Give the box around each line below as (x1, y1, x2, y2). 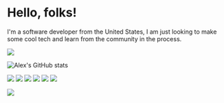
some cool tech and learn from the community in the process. (7, 34, 182, 43)
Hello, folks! (7, 5, 77, 21)
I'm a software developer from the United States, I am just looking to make (7, 27, 217, 36)
